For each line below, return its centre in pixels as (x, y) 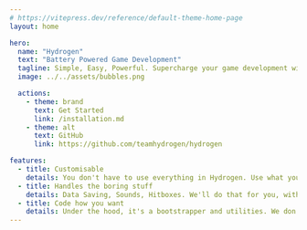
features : (28, 161)
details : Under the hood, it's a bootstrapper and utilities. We (153, 212)
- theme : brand (55, 101)
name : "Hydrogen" (51, 51)
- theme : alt (51, 127)
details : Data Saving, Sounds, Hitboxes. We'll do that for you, (153, 194)
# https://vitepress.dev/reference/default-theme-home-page (127, 18)
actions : (34, 93)
